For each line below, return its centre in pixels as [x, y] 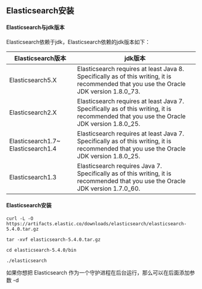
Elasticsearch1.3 [33, 177]
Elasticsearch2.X [33, 112]
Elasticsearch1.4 [33, 148]
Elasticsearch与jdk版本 [35, 27]
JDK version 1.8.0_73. [109, 91]
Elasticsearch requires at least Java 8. [131, 69]
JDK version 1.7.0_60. [109, 188]
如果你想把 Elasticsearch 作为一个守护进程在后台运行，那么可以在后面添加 [98, 272]
